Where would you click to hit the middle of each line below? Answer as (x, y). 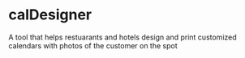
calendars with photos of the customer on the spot (93, 45)
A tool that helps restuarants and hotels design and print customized (122, 37)
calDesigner (50, 15)
